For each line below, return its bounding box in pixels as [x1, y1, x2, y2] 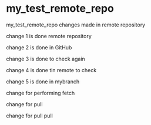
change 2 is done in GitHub [6, 43, 72, 51]
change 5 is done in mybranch [6, 78, 80, 85]
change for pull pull [6, 112, 53, 119]
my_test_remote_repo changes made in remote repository [6, 21, 146, 28]
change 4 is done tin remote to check [6, 66, 97, 73]
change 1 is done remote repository [6, 32, 92, 39]
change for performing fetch [6, 89, 75, 96]
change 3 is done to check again [6, 55, 85, 62]
